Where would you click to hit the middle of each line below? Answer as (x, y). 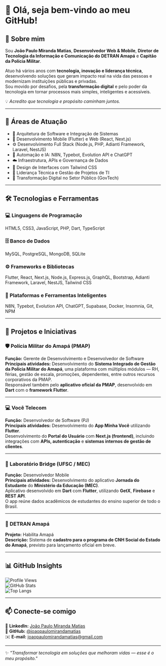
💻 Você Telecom (26, 408)
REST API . (16, 496)
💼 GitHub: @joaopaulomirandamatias (43, 631)
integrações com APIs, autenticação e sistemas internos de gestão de (78, 441)
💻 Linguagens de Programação (44, 215)
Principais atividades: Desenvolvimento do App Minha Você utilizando (78, 426)
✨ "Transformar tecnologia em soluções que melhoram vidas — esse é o (80, 653)
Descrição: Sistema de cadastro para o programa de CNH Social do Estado (83, 540)
